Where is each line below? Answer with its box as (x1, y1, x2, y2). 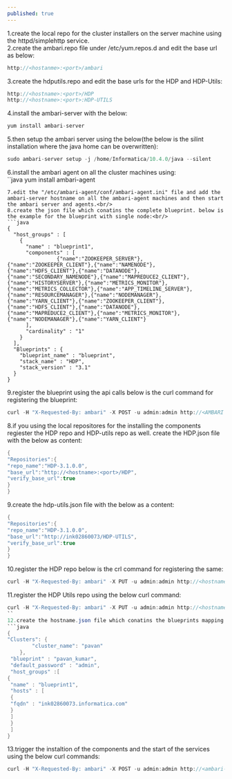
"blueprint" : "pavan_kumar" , (10, 655, 97, 662)
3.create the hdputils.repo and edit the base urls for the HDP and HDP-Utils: (7, 77, 223, 85)
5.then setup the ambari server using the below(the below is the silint (7, 135, 204, 144)
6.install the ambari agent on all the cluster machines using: (7, 169, 176, 176)
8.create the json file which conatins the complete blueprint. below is (7, 207, 224, 214)
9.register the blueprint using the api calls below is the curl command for (7, 388, 214, 396)
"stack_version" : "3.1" (19, 364, 91, 371)
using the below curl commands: (7, 752, 100, 760)
